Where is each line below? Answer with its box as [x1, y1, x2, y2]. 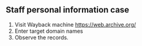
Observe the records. [14, 33, 69, 41]
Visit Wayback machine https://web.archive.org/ [14, 21, 136, 28]
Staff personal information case [6, 5, 130, 15]
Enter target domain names [14, 27, 83, 34]
